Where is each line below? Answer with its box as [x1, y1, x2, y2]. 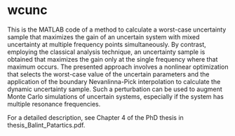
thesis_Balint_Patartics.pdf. [7, 121, 86, 129]
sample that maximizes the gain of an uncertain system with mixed [7, 32, 200, 41]
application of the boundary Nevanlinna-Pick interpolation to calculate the [7, 77, 221, 86]
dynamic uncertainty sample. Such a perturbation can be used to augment [7, 85, 222, 93]
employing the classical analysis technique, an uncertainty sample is [7, 48, 206, 56]
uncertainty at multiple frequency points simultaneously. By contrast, [7, 40, 207, 48]
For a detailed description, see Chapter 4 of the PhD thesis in [7, 113, 184, 121]
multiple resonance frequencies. [7, 100, 101, 108]
